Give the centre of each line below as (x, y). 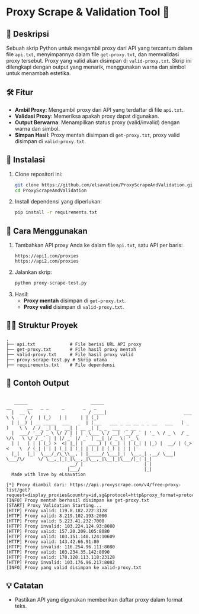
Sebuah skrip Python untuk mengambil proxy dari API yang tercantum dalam (99, 48)
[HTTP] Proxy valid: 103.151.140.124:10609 (61, 537)
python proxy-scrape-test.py (51, 283)
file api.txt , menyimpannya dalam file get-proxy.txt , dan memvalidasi (93, 54)
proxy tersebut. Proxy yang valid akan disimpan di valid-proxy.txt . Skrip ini (99, 61)
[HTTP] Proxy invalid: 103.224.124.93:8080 (61, 526)
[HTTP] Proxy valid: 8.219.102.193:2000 (57, 516)
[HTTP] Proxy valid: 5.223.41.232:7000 (55, 521)
